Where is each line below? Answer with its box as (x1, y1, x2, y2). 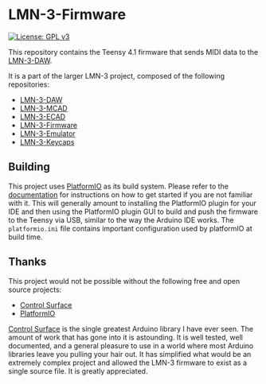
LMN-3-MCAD (19, 103, 68, 113)
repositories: (8, 80, 50, 89)
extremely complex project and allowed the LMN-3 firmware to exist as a (8, 358, 247, 367)
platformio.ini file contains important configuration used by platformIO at (8, 223, 252, 233)
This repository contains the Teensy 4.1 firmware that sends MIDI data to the (8, 47, 259, 56)
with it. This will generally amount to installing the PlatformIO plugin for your (8, 198, 257, 208)
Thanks (8, 255, 47, 269)
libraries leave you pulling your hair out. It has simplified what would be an (8, 349, 252, 359)
